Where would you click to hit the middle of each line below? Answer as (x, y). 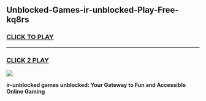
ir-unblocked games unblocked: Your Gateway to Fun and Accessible (96, 84)
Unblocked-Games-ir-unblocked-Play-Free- (93, 10)
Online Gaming (26, 91)
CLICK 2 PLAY (28, 60)
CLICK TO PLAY (30, 37)
